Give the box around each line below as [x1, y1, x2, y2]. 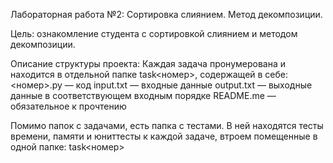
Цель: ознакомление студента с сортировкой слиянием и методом [10, 28, 298, 39]
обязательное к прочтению [10, 100, 127, 112]
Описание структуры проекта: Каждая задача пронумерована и [10, 58, 287, 69]
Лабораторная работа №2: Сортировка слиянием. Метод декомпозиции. [10, 9, 323, 20]
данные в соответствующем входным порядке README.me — [10, 90, 277, 101]
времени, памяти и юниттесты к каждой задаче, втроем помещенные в [10, 130, 318, 142]
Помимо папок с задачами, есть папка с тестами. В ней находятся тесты [10, 120, 324, 131]
